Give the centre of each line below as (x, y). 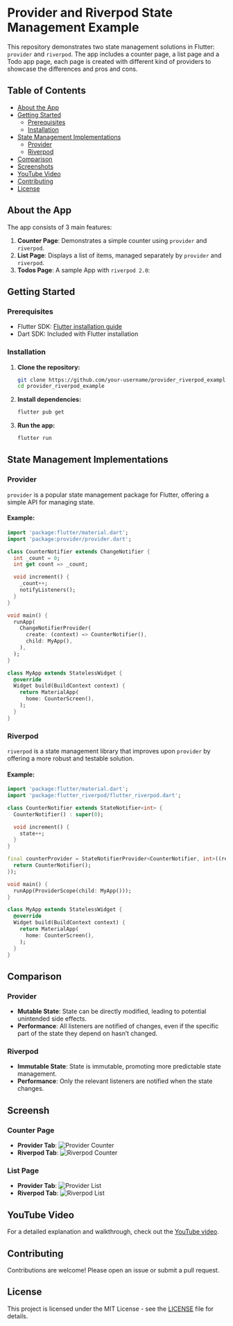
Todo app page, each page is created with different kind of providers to (109, 61)
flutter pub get (41, 412)
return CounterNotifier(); (52, 865)
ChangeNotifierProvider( (55, 628)
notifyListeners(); (48, 590)
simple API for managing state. (51, 502)
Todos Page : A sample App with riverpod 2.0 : (84, 270)
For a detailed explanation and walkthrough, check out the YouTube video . (113, 1232)
